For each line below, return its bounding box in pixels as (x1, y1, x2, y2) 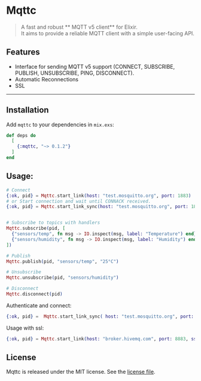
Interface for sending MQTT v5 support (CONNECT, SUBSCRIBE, (14, 63, 175, 70)
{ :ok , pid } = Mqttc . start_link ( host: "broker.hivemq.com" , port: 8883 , (6, 336, 188, 342)
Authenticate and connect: (6, 301, 72, 309)
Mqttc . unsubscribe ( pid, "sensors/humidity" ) (6, 275, 119, 281)
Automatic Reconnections (14, 75, 79, 83)
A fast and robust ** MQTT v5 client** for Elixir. (20, 23, 138, 31)
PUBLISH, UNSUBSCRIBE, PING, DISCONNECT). (14, 69, 135, 77)
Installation (6, 105, 49, 115)
